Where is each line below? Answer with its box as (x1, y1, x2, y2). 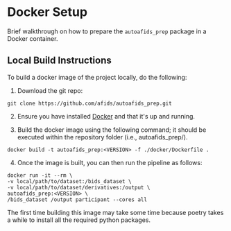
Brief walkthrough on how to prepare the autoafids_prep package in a (7, 27, 207, 35)
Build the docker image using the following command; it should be (17, 126, 207, 134)
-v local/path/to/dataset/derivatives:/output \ (7, 184, 151, 191)
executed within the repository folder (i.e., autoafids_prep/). (17, 132, 188, 141)
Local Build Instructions (7, 55, 112, 67)
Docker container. (7, 34, 58, 42)
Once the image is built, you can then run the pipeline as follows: (17, 158, 203, 166)
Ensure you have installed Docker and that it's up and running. (17, 112, 196, 120)
